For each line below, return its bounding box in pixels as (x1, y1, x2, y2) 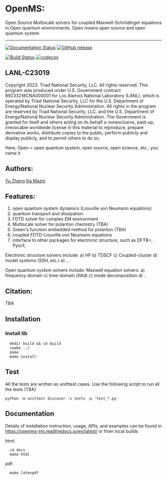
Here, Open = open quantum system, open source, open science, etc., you (5, 144, 158, 150)
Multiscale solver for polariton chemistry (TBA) (12, 221, 108, 227)
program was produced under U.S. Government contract (5, 87, 121, 93)
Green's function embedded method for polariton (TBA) (12, 227, 127, 233)
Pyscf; (12, 243, 26, 249)
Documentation (5, 410, 55, 418)
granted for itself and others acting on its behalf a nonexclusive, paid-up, (5, 119, 155, 125)
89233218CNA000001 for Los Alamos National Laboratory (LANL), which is (5, 92, 160, 98)
